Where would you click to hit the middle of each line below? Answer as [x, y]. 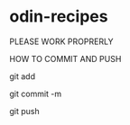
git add [23, 76]
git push [25, 111]
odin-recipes [59, 17]
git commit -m [36, 94]
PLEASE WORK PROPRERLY [62, 41]
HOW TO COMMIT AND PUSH [65, 58]
